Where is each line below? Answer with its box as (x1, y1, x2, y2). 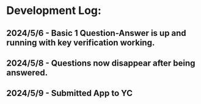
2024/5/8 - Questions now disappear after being (6, 58, 196, 68)
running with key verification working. (6, 37, 155, 47)
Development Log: (6, 4, 102, 18)
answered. (6, 68, 48, 78)
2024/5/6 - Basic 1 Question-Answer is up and (6, 28, 186, 38)
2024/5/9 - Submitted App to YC (6, 88, 133, 99)
